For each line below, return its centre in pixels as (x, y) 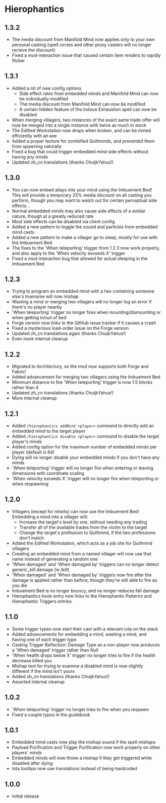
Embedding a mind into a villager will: (50, 517)
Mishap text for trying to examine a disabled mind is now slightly (77, 666)
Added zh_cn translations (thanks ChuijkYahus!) (61, 676)
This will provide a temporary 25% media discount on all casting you (82, 195)
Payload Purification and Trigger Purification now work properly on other (86, 747)
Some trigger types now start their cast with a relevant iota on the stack (85, 629)
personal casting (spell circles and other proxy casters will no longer (82, 45)
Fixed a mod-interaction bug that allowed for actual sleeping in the (80, 258)
